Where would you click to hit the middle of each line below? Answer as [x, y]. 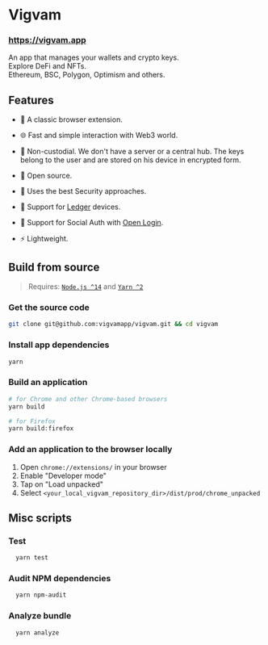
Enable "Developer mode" [63, 475]
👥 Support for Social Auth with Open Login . [92, 223]
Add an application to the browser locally [90, 450]
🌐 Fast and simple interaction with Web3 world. [99, 136]
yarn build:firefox [41, 429]
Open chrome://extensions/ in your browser [93, 467]
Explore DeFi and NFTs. [48, 66]
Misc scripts [40, 518]
